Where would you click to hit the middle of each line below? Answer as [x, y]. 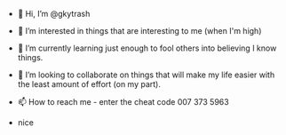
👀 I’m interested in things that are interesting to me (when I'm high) [139, 31]
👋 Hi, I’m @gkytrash [54, 14]
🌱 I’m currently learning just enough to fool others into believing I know [147, 48]
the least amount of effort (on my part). [89, 84]
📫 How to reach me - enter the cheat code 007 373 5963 [123, 102]
